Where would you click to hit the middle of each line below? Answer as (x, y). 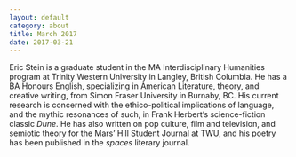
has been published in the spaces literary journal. (100, 143)
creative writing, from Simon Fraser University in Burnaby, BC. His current (144, 96)
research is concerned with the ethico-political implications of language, (142, 105)
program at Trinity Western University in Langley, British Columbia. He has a (148, 77)
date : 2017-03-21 (41, 42)
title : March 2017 (43, 34)
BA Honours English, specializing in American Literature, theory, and (134, 86)
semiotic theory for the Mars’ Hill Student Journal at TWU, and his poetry (143, 133)
